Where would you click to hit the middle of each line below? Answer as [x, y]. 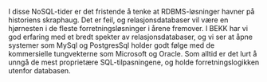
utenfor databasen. [39, 70]
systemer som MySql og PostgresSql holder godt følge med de [112, 45]
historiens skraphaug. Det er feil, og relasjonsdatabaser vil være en [118, 20]
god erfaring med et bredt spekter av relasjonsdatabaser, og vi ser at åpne [131, 37]
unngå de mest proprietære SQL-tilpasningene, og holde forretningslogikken [134, 62]
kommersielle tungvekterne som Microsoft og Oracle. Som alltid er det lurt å [133, 54]
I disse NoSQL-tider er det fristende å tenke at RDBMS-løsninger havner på [132, 12]
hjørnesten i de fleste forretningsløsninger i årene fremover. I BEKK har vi [128, 28]
